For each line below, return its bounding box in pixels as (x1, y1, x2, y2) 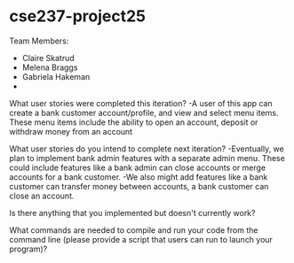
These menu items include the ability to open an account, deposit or (9, 117, 258, 128)
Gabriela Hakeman (21, 71, 91, 81)
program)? (9, 244, 48, 254)
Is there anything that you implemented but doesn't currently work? (9, 207, 256, 218)
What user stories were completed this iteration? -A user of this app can (9, 97, 273, 108)
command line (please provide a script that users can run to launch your (9, 234, 274, 244)
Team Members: (9, 35, 69, 46)
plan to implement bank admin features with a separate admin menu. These (9, 152, 286, 163)
